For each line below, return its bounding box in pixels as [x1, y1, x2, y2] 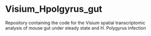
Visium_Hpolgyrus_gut [5, 3, 102, 15]
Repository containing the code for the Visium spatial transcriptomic [5, 20, 145, 26]
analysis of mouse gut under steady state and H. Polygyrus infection [5, 25, 146, 31]
